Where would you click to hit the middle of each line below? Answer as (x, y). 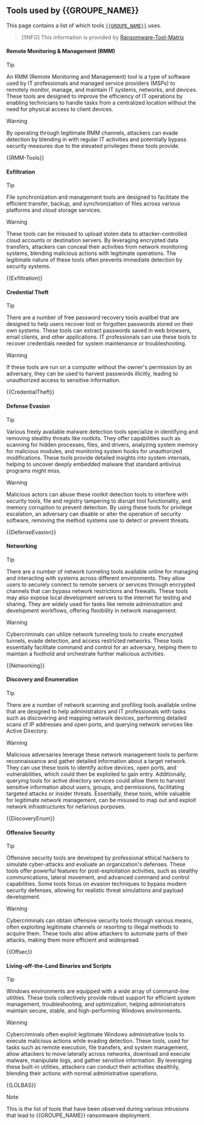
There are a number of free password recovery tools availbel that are (93, 317)
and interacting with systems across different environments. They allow (96, 578)
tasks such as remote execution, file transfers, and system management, (97, 1047)
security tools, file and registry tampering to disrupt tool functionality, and (99, 501)
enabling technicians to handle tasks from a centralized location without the (101, 103)
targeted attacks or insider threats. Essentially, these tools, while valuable (98, 794)
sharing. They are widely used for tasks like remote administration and (94, 604)
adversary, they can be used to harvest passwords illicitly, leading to (92, 374)
